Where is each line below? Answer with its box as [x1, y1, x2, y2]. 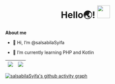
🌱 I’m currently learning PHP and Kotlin [12, 49, 94, 55]
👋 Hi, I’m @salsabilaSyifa [12, 39, 65, 45]
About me [5, 30, 27, 36]
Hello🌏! [61, 9, 96, 21]
